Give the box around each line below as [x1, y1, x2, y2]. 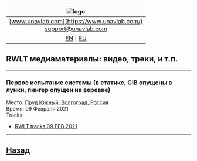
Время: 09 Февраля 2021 [6, 105, 69, 112]
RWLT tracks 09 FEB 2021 [14, 123, 77, 130]
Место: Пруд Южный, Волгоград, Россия [6, 99, 109, 106]
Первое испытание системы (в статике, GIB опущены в [6, 78, 172, 87]
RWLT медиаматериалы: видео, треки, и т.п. [6, 54, 178, 64]
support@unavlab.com [45, 25, 107, 33]
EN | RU [65, 35, 87, 42]
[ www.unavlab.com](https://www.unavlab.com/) [9, 18, 143, 25]
